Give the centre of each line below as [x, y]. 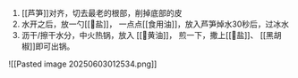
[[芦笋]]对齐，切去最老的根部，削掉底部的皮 [102, 13]
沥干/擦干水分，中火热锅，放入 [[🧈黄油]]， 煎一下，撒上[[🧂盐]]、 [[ [144, 35]
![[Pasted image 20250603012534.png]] [83, 64]
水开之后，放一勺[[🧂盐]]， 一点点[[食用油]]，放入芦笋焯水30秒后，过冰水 [155, 24]
